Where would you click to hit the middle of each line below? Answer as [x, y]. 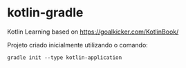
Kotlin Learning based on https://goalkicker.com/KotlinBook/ [93, 32]
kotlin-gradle [45, 13]
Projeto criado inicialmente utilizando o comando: [78, 45]
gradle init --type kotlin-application [65, 57]
